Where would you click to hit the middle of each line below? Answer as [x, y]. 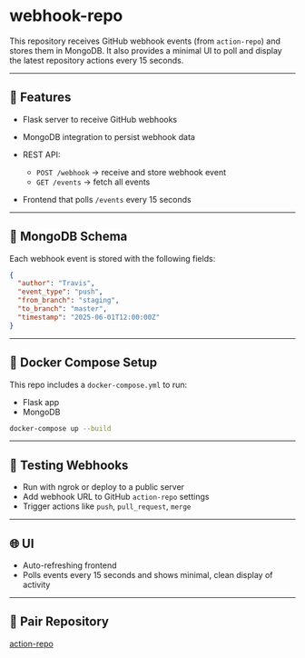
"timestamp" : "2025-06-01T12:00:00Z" [89, 317]
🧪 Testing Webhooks [69, 465]
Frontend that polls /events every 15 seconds [107, 199]
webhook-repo [66, 16]
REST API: [41, 155]
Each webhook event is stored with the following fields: [113, 258]
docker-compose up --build [60, 428]
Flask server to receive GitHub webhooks [100, 119]
